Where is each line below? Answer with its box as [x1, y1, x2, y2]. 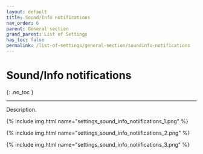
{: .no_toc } [6, 88, 34, 95]
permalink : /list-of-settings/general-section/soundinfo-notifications [6, 43, 190, 49]
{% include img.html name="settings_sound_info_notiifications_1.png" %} [6, 117, 188, 124]
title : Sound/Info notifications [6, 14, 91, 21]
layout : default [6, 8, 47, 15]
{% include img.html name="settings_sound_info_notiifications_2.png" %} [6, 129, 190, 136]
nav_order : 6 [6, 20, 39, 26]
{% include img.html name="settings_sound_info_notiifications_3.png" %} [6, 141, 190, 148]
